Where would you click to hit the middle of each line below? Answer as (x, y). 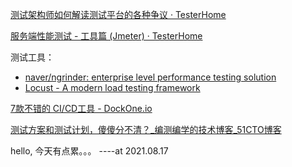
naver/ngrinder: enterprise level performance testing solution (150, 77)
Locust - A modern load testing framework (112, 87)
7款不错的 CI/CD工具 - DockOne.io (81, 108)
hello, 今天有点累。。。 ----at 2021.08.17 (89, 151)
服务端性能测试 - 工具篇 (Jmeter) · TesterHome (106, 36)
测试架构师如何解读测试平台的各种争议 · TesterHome (118, 14)
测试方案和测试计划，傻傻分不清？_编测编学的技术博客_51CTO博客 (146, 129)
